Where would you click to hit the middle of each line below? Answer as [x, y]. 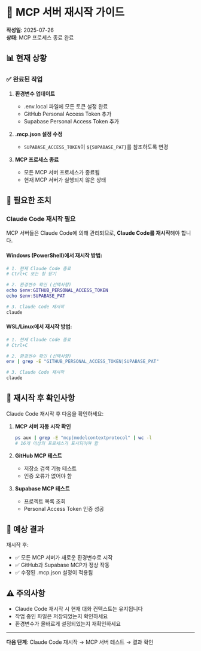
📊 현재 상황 [27, 58]
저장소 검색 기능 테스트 [50, 468]
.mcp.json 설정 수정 [39, 134]
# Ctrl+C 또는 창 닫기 [31, 274]
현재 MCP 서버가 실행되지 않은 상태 [65, 180]
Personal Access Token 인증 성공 [64, 508]
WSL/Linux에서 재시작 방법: [39, 326]
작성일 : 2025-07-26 [30, 30]
